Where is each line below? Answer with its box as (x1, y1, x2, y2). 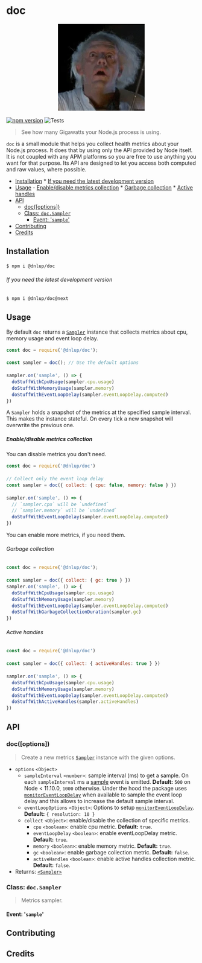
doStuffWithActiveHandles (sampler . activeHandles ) (11, 699, 139, 705)
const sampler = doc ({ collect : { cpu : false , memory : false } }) (6, 482, 177, 488)
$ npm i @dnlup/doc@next (6, 295, 69, 302)
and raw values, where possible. (6, 165, 87, 173)
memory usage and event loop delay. (6, 334, 98, 342)
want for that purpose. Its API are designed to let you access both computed (6, 159, 196, 167)
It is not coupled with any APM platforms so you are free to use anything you (6, 153, 197, 160)
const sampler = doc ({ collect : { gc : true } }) (6, 577, 131, 583)
